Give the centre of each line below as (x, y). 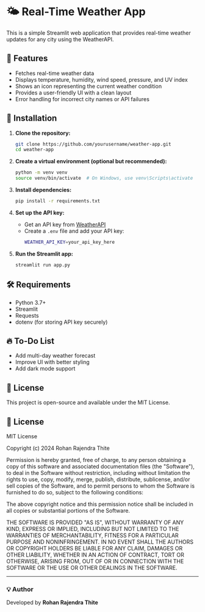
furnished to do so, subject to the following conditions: (75, 492)
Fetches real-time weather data (55, 73)
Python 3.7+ (31, 302)
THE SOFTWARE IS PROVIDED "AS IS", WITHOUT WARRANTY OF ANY (95, 522)
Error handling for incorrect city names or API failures (82, 99)
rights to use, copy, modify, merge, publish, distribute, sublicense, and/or (98, 479)
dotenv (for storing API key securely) (61, 322)
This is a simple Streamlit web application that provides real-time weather (99, 33)
